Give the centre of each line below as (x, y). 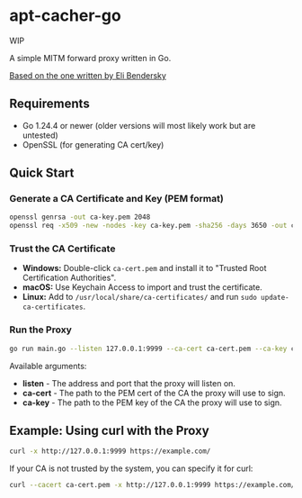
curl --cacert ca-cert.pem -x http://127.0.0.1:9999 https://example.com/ (152, 485)
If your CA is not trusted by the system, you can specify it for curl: (131, 468)
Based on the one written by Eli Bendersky (88, 75)
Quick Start (42, 173)
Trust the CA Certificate (62, 249)
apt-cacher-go (65, 16)
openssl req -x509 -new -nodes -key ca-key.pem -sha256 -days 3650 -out (148, 226)
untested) (40, 135)
